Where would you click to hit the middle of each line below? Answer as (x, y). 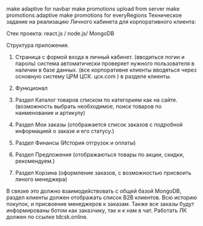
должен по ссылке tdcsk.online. (47, 217)
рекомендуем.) (35, 161)
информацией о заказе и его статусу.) (64, 131)
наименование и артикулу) (50, 113)
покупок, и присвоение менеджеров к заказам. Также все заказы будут (100, 204)
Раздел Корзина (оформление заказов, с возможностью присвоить (103, 173)
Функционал (31, 88)
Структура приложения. (38, 45)
